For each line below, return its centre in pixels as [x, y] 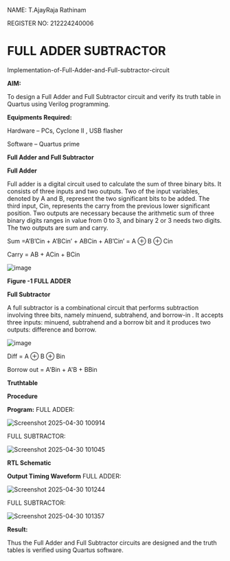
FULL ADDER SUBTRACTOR [87, 51]
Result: [18, 529]
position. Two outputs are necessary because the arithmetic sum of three [111, 213]
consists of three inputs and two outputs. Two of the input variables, [104, 191]
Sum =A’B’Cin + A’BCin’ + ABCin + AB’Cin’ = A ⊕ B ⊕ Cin [90, 241]
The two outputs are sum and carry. [58, 228]
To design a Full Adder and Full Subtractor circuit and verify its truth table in [114, 96]
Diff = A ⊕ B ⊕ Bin [36, 356]
